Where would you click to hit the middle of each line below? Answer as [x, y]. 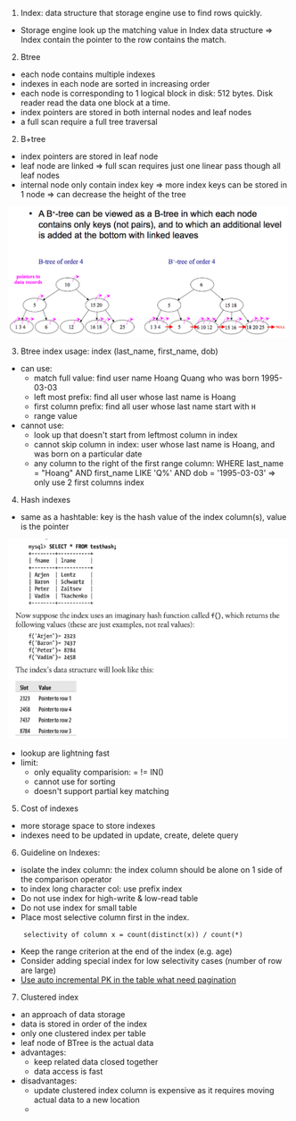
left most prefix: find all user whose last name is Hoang [135, 397]
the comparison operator [66, 880]
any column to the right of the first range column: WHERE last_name [159, 464]
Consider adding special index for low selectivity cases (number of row [151, 961]
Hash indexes [45, 500]
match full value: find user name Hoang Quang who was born [146, 378]
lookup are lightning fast [65, 753]
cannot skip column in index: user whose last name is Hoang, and [154, 445]
